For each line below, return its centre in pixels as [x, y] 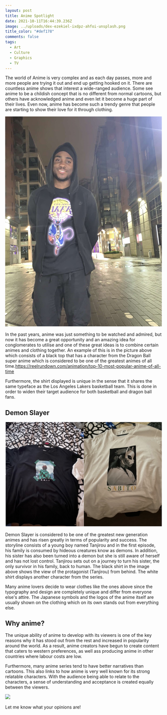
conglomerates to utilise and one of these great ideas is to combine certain [82, 345]
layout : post [19, 10]
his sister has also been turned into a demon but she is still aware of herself [83, 556]
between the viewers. [27, 687]
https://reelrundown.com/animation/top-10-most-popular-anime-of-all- [88, 366]
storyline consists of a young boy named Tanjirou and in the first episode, [80, 545]
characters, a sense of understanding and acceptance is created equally [80, 682]
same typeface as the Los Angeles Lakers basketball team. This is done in [81, 387]
